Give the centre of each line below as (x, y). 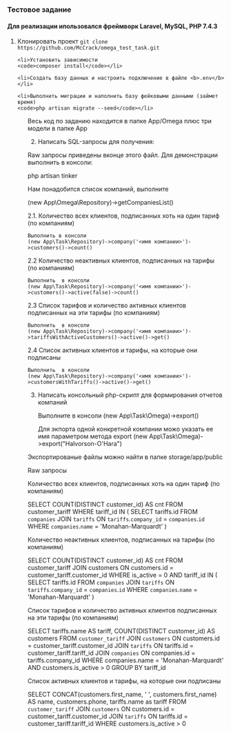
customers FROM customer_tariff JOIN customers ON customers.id (124, 638)
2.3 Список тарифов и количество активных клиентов (107, 305)
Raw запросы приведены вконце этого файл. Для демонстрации (123, 155)
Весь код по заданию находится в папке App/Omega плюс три (120, 121)
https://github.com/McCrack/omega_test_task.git (88, 48)
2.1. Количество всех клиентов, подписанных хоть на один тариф (123, 216)
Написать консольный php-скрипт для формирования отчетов (130, 395)
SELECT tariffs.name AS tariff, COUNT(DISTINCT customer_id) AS (121, 631)
